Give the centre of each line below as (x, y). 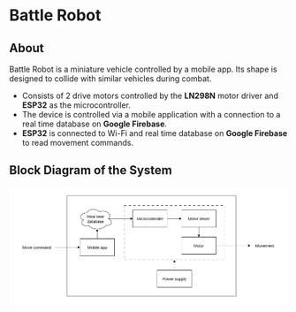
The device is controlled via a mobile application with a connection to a (151, 114)
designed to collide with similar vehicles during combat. (110, 79)
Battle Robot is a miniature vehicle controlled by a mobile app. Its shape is (143, 69)
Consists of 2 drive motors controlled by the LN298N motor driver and (150, 95)
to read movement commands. (78, 143)
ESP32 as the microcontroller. (76, 105)
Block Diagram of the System (91, 170)
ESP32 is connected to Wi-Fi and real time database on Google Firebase (155, 133)
